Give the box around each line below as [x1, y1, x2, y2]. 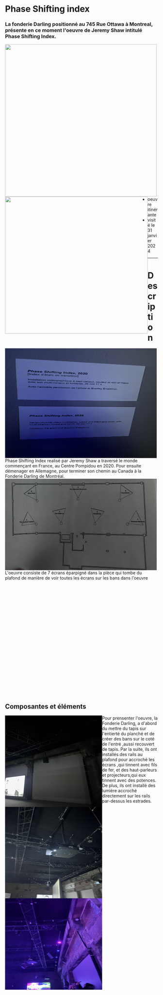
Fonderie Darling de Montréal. [5, 473, 65, 479]
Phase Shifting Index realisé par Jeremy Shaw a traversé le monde [5, 458, 138, 464]
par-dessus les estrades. [102, 798, 152, 804]
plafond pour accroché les [102, 757, 155, 762]
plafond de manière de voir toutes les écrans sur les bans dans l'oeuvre [5, 575, 148, 581]
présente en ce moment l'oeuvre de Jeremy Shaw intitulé [5, 27, 143, 34]
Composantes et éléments [5, 702, 86, 710]
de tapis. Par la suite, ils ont [102, 746, 157, 752]
